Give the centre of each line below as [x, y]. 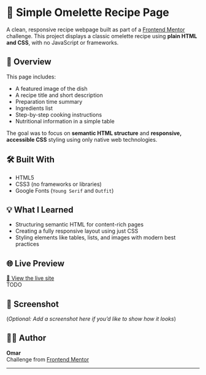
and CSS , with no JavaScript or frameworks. [63, 42]
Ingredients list [34, 108]
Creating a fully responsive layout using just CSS [77, 231]
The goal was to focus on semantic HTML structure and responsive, [94, 133]
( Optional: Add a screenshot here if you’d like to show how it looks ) [91, 319]
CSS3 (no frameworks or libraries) [59, 184]
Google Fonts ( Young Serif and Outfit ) [64, 190]
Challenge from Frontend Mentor [48, 359]
